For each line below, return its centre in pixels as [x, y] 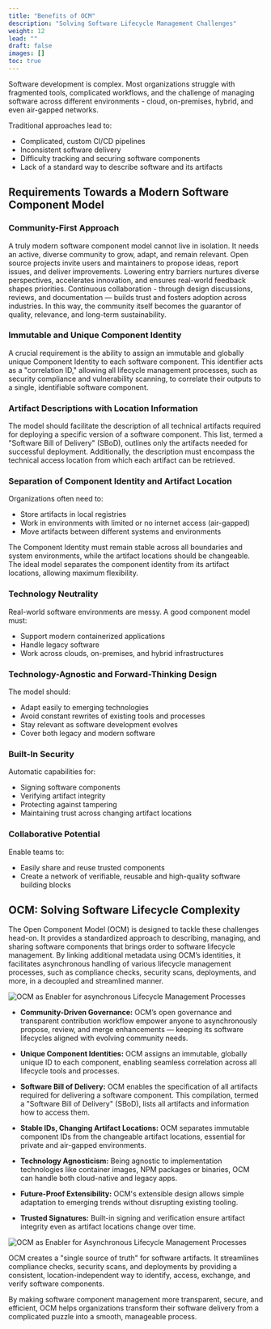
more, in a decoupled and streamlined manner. [86, 981]
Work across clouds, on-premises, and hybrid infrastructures [122, 653]
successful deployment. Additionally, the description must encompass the [131, 452]
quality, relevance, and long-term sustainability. [88, 314]
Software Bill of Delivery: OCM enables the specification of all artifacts [139, 1087]
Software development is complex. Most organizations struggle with [122, 84]
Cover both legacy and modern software [87, 734]
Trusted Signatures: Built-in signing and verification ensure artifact [132, 1218]
